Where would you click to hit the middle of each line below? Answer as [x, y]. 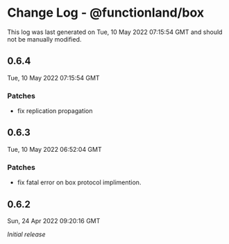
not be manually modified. [44, 39]
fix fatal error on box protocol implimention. [79, 182]
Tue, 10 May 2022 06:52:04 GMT [54, 149]
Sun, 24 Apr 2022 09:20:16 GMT [54, 220]
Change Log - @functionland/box [106, 13]
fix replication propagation [55, 111]
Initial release [26, 234]
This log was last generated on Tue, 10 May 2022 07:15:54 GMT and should [115, 32]
